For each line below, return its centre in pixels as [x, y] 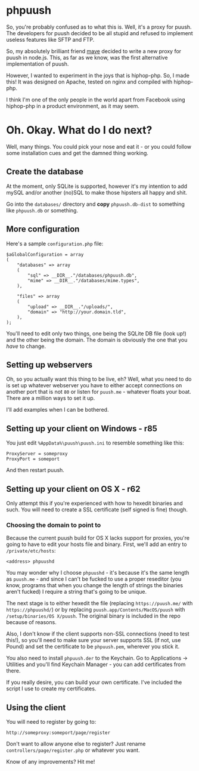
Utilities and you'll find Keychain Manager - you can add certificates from [96, 664]
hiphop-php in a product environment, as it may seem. [73, 106]
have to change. [26, 346]
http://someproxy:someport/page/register [58, 733]
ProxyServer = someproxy [37, 454]
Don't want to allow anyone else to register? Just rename [76, 744]
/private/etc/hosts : [31, 551]
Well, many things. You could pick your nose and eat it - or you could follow [99, 146]
